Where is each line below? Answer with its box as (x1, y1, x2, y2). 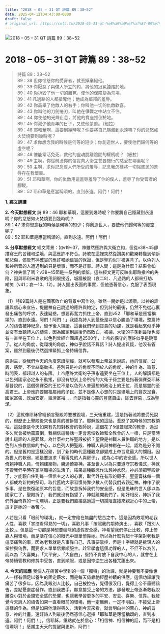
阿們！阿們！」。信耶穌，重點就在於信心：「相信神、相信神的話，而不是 (13, 617, 156, 624)
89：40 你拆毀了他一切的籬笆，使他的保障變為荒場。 (17, 90, 124, 96)
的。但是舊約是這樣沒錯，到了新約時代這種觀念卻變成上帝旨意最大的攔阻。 (5, 449, 156, 455)
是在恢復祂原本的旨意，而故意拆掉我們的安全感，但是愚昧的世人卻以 (18, 486, 156, 492)
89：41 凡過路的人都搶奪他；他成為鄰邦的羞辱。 (17, 96, 114, 102)
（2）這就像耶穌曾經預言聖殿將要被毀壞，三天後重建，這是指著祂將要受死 (5, 412, 154, 418)
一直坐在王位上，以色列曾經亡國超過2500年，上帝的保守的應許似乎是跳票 (9, 335, 158, 341)
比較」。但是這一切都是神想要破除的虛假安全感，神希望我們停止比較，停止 (5, 527, 154, 533)
